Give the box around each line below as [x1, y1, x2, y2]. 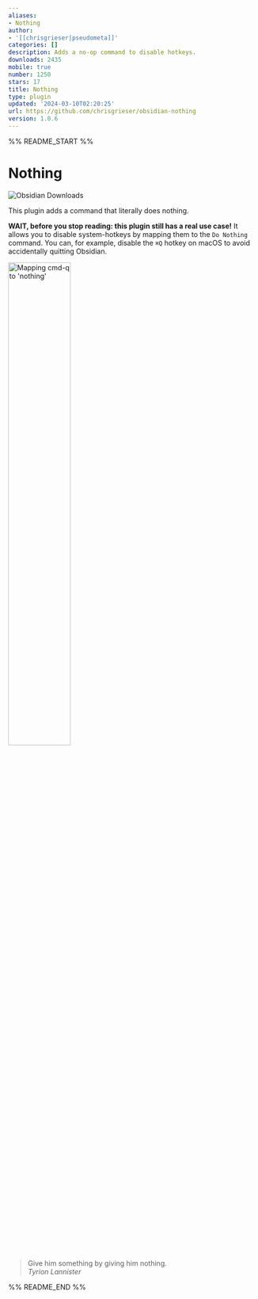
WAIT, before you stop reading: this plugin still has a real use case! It [8, 221, 238, 231]
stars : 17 [8, 78, 41, 86]
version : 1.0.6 [8, 115, 59, 123]
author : [8, 26, 34, 34]
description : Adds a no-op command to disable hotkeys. [8, 48, 196, 56]
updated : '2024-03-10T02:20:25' [8, 100, 115, 108]
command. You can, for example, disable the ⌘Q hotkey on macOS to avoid [8, 238, 251, 247]
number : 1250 [8, 71, 51, 78]
